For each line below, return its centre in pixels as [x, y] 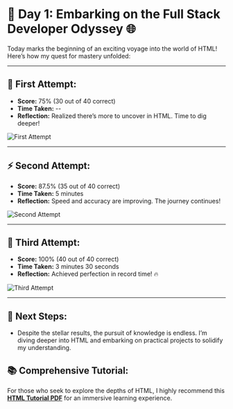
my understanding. [44, 348]
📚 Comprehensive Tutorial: [68, 370]
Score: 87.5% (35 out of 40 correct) [69, 186]
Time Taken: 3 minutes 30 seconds [68, 267]
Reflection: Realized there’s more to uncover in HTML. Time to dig [112, 116]
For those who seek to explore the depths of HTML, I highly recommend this [116, 391]
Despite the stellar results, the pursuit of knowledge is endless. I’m [112, 333]
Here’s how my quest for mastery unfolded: [69, 56]
